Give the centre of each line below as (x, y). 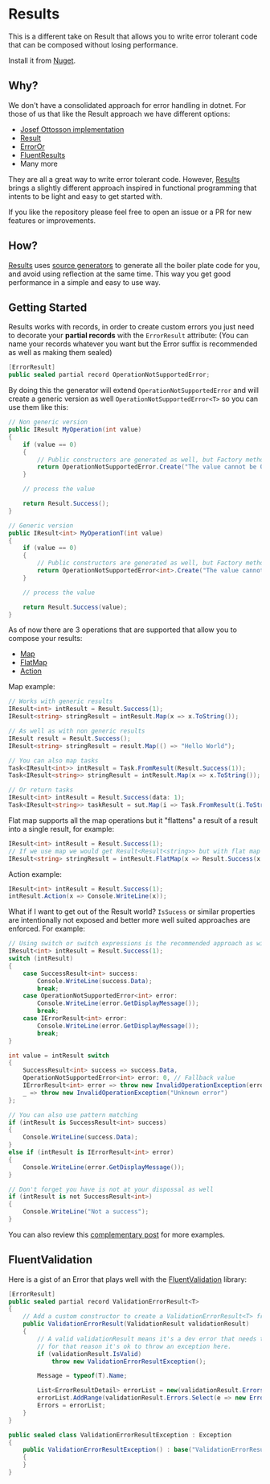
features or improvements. (52, 220)
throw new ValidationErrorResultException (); (129, 1362)
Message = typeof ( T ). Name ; (82, 1376)
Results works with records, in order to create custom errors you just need (131, 327)
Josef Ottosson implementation (72, 129)
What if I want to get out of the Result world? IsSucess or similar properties (132, 911)
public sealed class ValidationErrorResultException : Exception (120, 1435)
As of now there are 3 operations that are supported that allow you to (123, 630)
